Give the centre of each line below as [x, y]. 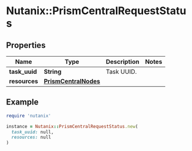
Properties [26, 45]
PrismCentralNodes [72, 81]
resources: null [31, 137]
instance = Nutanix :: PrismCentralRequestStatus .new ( [72, 126]
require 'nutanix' [29, 116]
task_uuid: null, [33, 132]
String [53, 72]
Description [123, 62]
